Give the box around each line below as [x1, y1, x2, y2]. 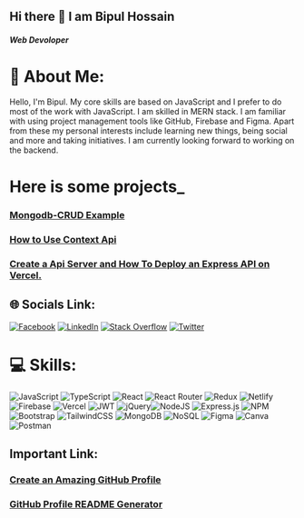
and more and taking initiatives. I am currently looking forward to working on [9, 134, 295, 145]
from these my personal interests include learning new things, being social [9, 125, 288, 136]
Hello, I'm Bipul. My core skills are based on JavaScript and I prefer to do [9, 96, 282, 107]
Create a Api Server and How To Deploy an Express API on [9, 257, 270, 270]
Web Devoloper [9, 34, 70, 45]
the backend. [9, 144, 59, 155]
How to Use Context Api [9, 233, 117, 245]
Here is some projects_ [9, 176, 185, 197]
